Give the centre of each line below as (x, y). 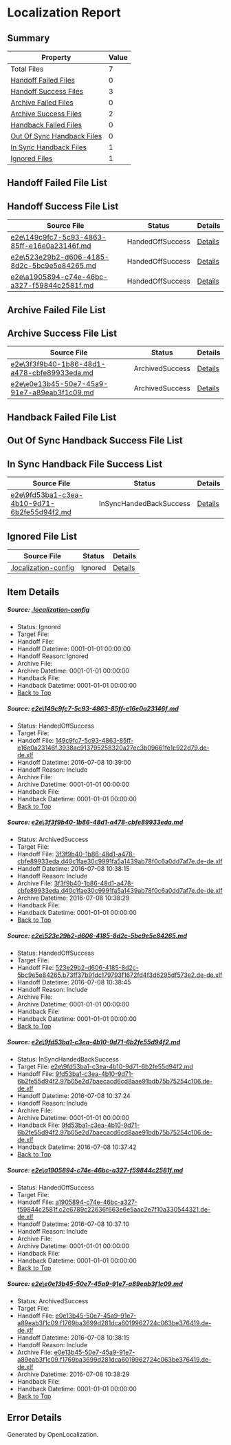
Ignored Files (32, 158)
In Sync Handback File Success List (85, 464)
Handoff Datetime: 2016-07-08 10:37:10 (73, 1224)
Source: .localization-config (48, 609)
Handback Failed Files (46, 125)
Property (56, 57)
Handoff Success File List (63, 206)
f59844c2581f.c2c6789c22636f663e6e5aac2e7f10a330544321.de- (114, 1210)
